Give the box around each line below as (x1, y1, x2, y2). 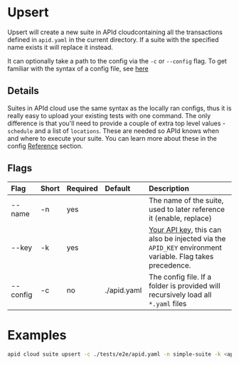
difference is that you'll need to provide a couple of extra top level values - (7, 119, 226, 127)
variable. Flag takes (148, 251, 214, 261)
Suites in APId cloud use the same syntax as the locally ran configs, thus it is (7, 104, 232, 112)
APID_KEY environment (148, 243, 222, 253)
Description (148, 183, 190, 193)
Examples (7, 327, 67, 343)
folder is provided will (148, 280, 221, 290)
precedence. (148, 260, 191, 270)
